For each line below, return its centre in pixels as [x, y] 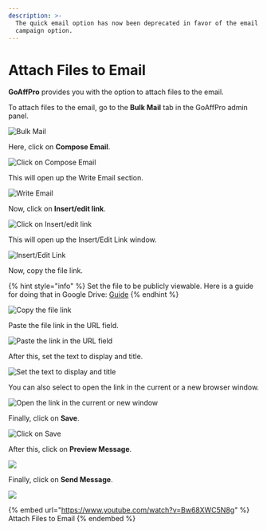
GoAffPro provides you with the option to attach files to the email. [116, 92]
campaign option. [44, 30]
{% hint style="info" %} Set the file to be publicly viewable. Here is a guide [131, 286]
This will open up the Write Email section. [76, 178]
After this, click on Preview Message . [70, 449]
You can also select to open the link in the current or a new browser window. [134, 387]
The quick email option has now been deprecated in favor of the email [137, 23]
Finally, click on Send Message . [61, 480]
